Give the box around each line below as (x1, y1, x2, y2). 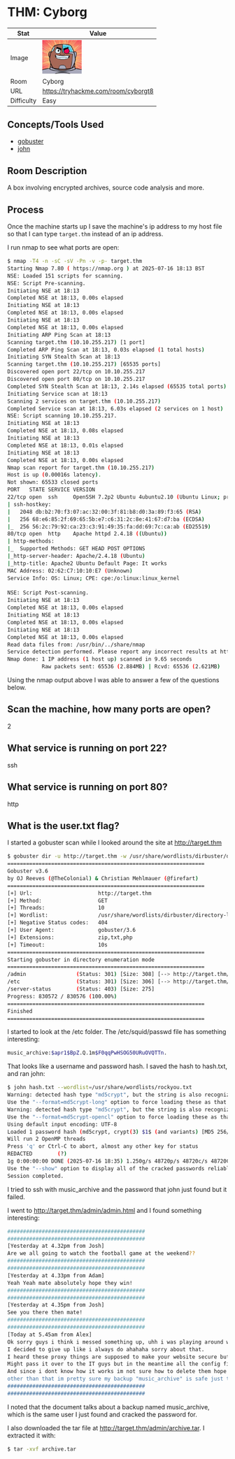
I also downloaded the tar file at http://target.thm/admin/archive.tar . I (7, 1423, 205, 1432)
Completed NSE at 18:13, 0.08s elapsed (7, 427, 124, 434)
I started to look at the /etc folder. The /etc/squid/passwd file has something (7, 1028, 227, 1036)
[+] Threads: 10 (7, 905, 105, 912)
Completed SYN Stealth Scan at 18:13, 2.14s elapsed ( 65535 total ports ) (7, 382, 227, 390)
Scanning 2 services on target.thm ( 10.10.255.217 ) (7, 398, 161, 405)
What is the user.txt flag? (7, 819, 120, 832)
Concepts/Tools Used (7, 119, 104, 131)
